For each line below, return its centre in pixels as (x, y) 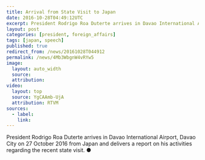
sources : (17, 108)
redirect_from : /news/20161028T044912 (56, 52)
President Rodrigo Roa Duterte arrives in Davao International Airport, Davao (101, 137)
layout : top (27, 92)
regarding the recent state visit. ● (49, 150)
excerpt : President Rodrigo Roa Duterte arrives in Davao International (101, 23)
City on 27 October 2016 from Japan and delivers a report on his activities (99, 144)
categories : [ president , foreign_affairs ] (61, 35)
